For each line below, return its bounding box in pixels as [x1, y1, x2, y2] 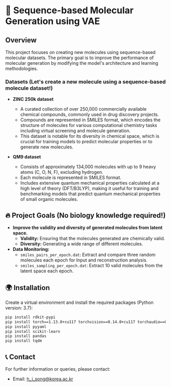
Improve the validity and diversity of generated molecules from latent [12, 224, 163, 231]
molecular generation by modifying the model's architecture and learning [5, 60, 159, 66]
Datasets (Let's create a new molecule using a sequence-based [5, 78, 166, 85]
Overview [5, 36, 37, 44]
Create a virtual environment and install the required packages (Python [5, 299, 154, 305]
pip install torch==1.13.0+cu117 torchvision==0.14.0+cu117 [5, 319, 136, 324]
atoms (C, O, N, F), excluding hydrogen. [20, 169, 103, 175]
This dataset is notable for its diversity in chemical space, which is [20, 133, 159, 139]
